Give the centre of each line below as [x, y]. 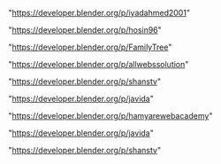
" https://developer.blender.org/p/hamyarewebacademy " [110, 116]
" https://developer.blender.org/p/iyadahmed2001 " [99, 13]
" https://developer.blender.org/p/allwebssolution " [99, 64]
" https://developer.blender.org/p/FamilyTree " [90, 47]
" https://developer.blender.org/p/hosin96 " [85, 30]
